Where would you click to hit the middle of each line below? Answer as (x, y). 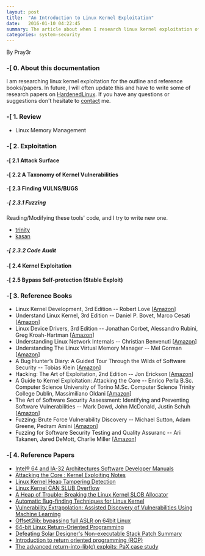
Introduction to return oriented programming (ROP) (79, 540)
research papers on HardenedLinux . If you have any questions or (88, 94)
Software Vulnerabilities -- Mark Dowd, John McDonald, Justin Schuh (103, 407)
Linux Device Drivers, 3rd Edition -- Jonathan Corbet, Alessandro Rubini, (106, 329)
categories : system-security (43, 35)
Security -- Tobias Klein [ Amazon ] (58, 367)
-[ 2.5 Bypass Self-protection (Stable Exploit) (65, 280)
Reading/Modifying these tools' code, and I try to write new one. (87, 218)
